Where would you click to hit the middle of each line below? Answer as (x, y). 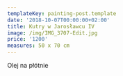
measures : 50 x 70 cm (39, 46)
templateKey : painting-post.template (62, 13)
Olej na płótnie (28, 65)
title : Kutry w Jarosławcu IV (51, 26)
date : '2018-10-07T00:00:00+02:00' (59, 20)
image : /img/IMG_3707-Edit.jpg (52, 33)
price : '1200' (28, 39)
